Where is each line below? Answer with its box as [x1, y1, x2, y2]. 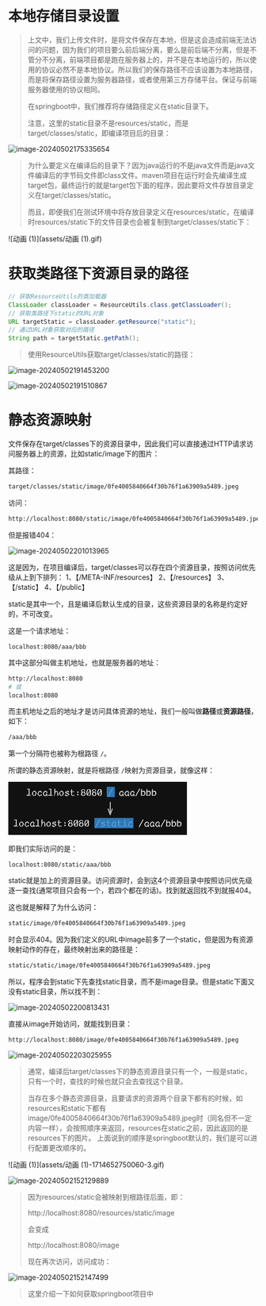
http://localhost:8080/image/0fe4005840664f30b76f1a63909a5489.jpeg [8, 1036, 239, 1044]
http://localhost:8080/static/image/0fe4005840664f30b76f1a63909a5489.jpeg [8, 514, 264, 522]
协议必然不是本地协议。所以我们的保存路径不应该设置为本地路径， [41, 64, 257, 74]
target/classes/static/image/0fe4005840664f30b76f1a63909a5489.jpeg [8, 483, 239, 491]
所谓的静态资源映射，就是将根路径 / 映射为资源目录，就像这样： [8, 765, 215, 775]
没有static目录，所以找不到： [8, 987, 103, 996]
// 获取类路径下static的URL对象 [8, 309, 104, 318]
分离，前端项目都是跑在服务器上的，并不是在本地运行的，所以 [48, 55, 250, 64]
